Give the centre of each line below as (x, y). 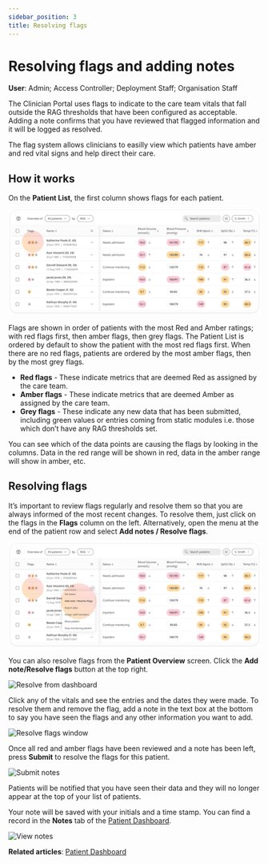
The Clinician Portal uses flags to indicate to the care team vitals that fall (127, 103)
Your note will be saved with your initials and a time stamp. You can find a (129, 812)
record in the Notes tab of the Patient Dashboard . (90, 821)
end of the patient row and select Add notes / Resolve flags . (108, 531)
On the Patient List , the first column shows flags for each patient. (116, 198)
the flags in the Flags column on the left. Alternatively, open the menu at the (134, 522)
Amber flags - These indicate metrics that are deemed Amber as (127, 394)
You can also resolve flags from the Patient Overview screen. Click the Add (133, 661)
